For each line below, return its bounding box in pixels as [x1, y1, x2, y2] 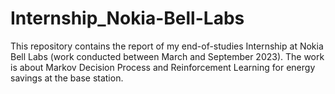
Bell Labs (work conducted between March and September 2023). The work [10, 50, 325, 62]
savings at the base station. [10, 72, 124, 84]
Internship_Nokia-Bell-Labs [10, 7, 245, 30]
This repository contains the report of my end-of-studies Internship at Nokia [10, 40, 324, 52]
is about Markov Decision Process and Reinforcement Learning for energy [10, 61, 316, 73]
